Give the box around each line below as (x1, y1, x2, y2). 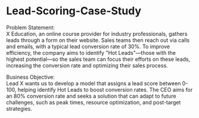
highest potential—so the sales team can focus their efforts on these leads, (6, 55, 191, 63)
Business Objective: (6, 73, 55, 80)
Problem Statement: (6, 24, 55, 31)
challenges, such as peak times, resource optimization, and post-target (6, 98, 181, 105)
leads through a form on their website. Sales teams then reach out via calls (6, 36, 189, 44)
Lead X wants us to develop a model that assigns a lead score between (6, 79, 181, 87)
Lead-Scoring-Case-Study (6, 4, 142, 18)
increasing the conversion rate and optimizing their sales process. (6, 61, 168, 69)
